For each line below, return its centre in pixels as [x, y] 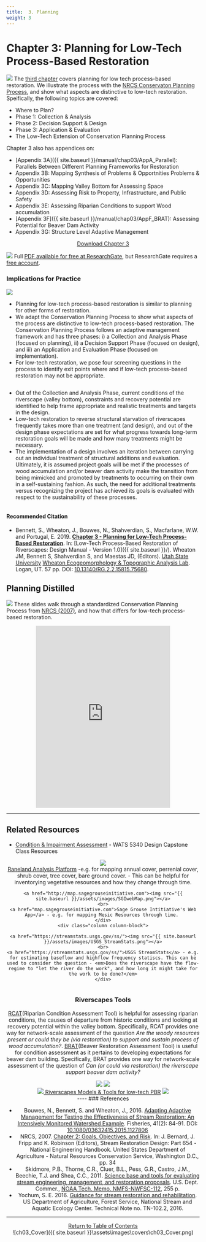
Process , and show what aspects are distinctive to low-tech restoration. [97, 92]
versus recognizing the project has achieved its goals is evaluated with [105, 490]
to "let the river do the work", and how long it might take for [113, 968]
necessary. [29, 445]
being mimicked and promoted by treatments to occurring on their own [105, 477]
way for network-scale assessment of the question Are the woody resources [103, 1033]
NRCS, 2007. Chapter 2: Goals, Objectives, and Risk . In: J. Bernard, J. [108, 1136]
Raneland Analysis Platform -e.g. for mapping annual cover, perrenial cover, [103, 869]
